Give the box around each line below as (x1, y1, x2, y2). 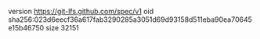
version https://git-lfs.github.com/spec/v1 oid (8, 7, 154, 16)
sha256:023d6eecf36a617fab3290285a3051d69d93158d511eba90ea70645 (8, 15, 253, 24)
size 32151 (45, 23, 80, 32)
